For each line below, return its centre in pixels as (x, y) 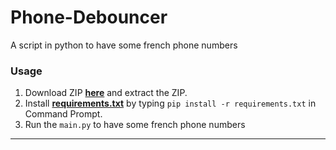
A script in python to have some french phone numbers (124, 45)
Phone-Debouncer (89, 17)
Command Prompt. (63, 114)
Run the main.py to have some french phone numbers (135, 125)
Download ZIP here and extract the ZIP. (106, 93)
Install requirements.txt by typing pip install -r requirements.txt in (170, 103)
